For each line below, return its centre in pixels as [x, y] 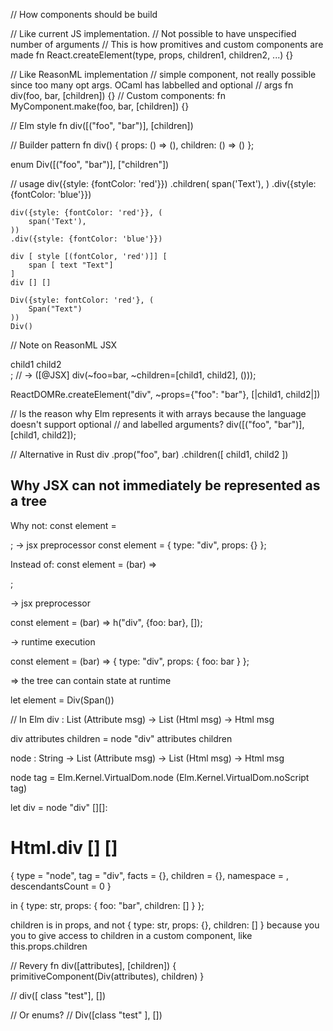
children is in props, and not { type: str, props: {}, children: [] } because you [165, 925]
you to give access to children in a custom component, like [131, 935]
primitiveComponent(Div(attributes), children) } [107, 976]
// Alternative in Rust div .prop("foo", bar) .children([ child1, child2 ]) [149, 454]
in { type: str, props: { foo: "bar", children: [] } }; [107, 905]
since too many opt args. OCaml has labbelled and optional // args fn [152, 85]
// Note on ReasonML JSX [64, 345]
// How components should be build [84, 14]
